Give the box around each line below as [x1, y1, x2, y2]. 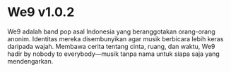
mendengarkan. [7, 57, 54, 65]
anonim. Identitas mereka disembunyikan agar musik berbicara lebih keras [7, 34, 224, 43]
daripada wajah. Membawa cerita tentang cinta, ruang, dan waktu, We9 [7, 42, 215, 50]
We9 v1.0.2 [7, 4, 75, 20]
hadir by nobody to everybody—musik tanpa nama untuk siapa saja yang [7, 50, 220, 58]
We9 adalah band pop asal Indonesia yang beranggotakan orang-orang [7, 27, 215, 36]
